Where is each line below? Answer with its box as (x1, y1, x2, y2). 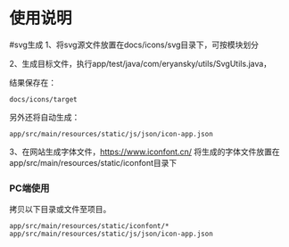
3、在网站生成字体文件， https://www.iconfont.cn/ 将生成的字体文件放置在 (9, 146, 280, 157)
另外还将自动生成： (9, 111, 80, 122)
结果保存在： (9, 77, 56, 87)
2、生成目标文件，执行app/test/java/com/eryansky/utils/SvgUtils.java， (9, 58, 272, 69)
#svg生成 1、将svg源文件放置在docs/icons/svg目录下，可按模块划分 (9, 39, 260, 50)
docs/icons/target (9, 95, 78, 103)
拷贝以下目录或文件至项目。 (9, 204, 111, 215)
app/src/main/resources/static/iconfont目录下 (9, 157, 178, 168)
